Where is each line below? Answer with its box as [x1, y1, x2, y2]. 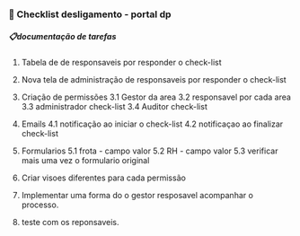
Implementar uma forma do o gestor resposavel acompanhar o [21, 189, 253, 200]
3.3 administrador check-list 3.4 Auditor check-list [21, 101, 207, 111]
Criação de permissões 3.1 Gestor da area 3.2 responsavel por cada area [21, 92, 291, 102]
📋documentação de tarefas [8, 31, 117, 41]
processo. [21, 199, 59, 210]
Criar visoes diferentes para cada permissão [21, 172, 186, 183]
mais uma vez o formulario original [21, 154, 150, 165]
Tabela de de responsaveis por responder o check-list [21, 57, 222, 67]
